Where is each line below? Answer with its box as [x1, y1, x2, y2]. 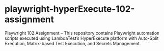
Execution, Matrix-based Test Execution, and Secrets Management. [4, 40, 141, 46]
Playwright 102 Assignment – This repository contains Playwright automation [4, 30, 160, 36]
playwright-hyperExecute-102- [4, 3, 135, 15]
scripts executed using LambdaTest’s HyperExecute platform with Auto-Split [4, 35, 159, 41]
